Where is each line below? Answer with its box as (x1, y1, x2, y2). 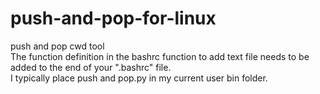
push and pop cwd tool (10, 40, 105, 52)
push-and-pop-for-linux (10, 7, 217, 30)
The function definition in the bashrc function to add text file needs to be (10, 50, 310, 62)
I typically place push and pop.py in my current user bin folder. (10, 72, 268, 84)
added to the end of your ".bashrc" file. (10, 61, 172, 73)
